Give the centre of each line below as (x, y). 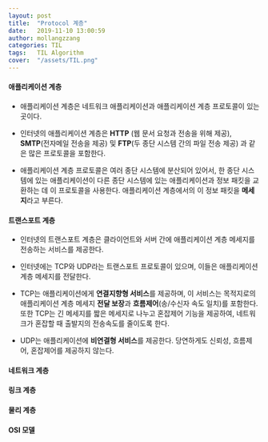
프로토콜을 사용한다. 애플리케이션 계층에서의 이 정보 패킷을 (149, 191)
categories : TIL (35, 46)
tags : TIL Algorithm (46, 53)
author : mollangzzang (44, 38)
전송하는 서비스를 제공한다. (62, 250)
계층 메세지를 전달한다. (55, 276)
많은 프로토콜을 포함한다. (67, 154)
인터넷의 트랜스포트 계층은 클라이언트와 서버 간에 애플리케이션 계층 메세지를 (138, 239)
